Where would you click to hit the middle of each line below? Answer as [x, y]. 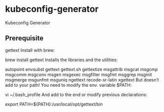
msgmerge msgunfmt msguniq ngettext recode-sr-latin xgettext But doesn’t [82, 79]
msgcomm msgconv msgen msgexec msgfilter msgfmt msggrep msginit [79, 75]
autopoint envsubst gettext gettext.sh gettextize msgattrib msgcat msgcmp [82, 69]
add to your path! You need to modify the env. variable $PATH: [68, 85]
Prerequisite [24, 38]
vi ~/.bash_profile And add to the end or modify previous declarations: [76, 94]
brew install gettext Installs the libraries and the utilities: [62, 60]
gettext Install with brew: [30, 50]
